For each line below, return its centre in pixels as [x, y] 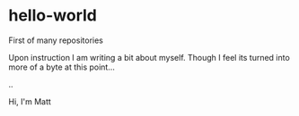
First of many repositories [56, 40]
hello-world [53, 16]
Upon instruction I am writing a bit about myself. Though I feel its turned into [149, 57]
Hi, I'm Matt [30, 101]
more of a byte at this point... [62, 67]
